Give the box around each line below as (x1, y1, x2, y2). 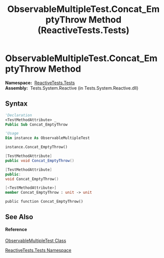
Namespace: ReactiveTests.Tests (5, 80, 75, 86)
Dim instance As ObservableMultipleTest (5, 135, 90, 140)
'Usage (5, 131, 19, 136)
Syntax (5, 100, 28, 108)
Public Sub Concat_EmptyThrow (5, 122, 68, 127)
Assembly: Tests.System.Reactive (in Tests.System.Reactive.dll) (5, 85, 139, 91)
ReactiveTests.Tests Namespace (5, 247, 72, 253)
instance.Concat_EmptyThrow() (5, 144, 68, 150)
